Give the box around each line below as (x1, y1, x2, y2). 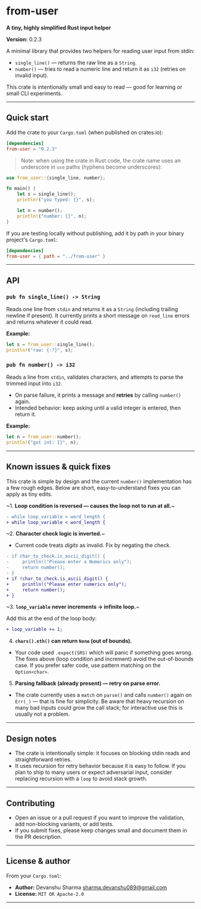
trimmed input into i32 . (6, 380, 63, 387)
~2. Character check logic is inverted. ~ (6, 530, 106, 537)
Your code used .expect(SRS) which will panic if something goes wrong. (14, 649, 193, 656)
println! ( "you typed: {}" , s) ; (17, 197, 95, 203)
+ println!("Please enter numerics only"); (6, 581, 127, 587)
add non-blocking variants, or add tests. (14, 820, 114, 827)
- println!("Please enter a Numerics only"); (6, 559, 133, 565)
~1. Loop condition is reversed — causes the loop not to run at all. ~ (6, 502, 175, 509)
